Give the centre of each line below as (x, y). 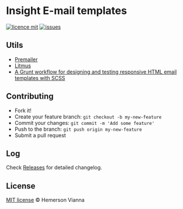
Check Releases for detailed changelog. (54, 168)
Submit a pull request (40, 135)
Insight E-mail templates (67, 11)
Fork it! (23, 110)
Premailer (26, 59)
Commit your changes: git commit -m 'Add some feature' (84, 123)
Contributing (30, 97)
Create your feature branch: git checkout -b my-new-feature (88, 116)
